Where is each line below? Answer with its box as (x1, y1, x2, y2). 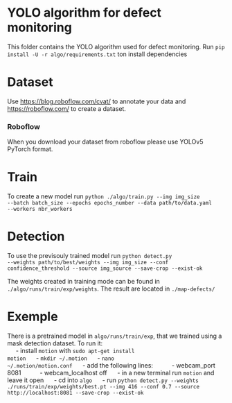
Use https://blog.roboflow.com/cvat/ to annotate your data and (7, 97, 186, 105)
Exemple (7, 309, 58, 325)
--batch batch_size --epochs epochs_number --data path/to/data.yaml (7, 200, 213, 207)
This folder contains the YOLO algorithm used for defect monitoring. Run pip (7, 42, 225, 51)
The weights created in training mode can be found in (7, 277, 161, 286)
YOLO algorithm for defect (7, 5, 161, 21)
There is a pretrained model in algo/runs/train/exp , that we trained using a (7, 332, 222, 340)
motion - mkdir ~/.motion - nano (7, 354, 115, 362)
